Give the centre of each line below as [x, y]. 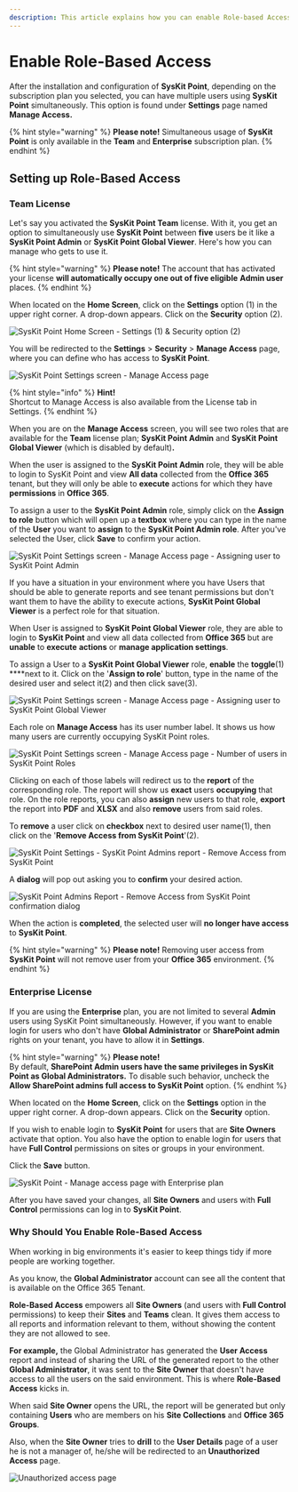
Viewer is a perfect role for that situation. [84, 611]
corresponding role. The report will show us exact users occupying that [141, 790]
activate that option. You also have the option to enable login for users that [145, 1138]
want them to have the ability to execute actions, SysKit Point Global [135, 602]
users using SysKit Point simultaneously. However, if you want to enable [141, 1021]
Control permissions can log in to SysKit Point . [95, 1209]
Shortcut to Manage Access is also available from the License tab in [133, 402]
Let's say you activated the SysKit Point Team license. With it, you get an [143, 223]
